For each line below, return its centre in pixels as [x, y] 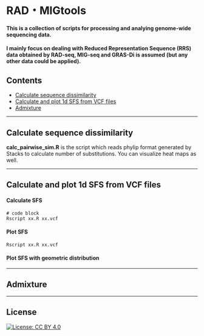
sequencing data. [29, 35]
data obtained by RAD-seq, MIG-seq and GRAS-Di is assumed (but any [97, 55]
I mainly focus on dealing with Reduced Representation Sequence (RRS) [99, 49]
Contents [24, 80]
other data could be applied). [44, 61]
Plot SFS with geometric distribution [53, 258]
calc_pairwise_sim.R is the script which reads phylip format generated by [99, 147]
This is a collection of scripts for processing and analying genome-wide [99, 28]
